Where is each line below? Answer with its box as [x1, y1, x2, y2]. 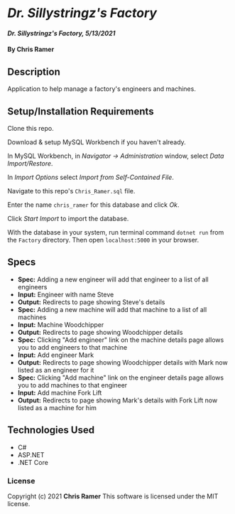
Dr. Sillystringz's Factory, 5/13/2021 [7, 28, 116, 37]
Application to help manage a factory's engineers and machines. [7, 85, 197, 93]
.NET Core [17, 458, 48, 466]
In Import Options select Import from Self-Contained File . [7, 173, 174, 181]
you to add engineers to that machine [17, 343, 128, 351]
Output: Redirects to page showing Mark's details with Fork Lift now [17, 396, 218, 405]
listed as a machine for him [17, 403, 97, 412]
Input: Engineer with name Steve [17, 290, 114, 299]
